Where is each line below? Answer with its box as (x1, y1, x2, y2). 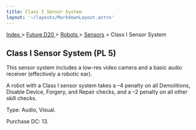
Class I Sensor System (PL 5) (6, 48, 116, 58)
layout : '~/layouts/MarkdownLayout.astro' (6, 14, 114, 20)
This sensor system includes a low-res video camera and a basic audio (6, 64, 182, 71)
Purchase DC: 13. (6, 118, 49, 125)
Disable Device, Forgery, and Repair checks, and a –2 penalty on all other (6, 88, 188, 96)
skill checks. (6, 95, 37, 102)
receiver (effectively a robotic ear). (6, 70, 93, 78)
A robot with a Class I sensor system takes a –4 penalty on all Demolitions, (6, 82, 191, 89)
